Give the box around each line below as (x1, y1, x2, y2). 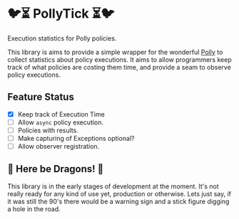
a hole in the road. (7, 204, 61, 213)
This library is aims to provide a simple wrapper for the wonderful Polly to (7, 48, 223, 56)
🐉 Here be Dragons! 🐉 (7, 163, 104, 175)
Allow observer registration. (17, 142, 100, 150)
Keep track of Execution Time (17, 109, 105, 118)
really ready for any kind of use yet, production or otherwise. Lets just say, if (7, 189, 232, 198)
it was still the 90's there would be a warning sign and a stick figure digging (7, 197, 230, 205)
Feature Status (7, 91, 75, 103)
